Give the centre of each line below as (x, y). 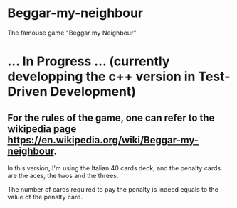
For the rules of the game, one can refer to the (111, 117)
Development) (93, 92)
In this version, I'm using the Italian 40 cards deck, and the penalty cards (114, 168)
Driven (27, 92)
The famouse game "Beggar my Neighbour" (72, 33)
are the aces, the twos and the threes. (63, 175)
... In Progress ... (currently (89, 61)
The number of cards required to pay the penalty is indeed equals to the (113, 189)
